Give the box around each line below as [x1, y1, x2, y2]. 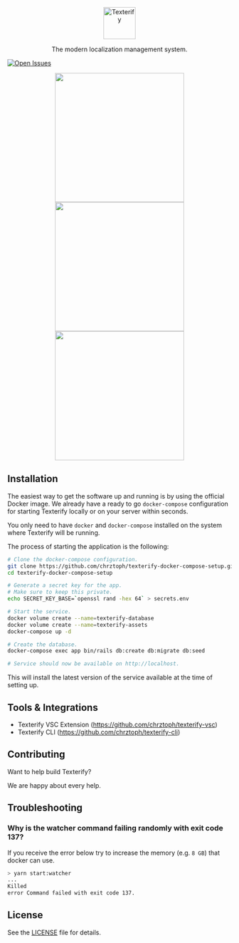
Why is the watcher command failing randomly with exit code [7, 823, 224, 833]
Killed [7, 883, 27, 890]
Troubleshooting [7, 802, 83, 814]
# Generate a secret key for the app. [7, 582, 122, 589]
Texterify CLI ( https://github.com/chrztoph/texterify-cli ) [17, 728, 181, 736]
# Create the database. [7, 641, 78, 648]
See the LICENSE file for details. [7, 928, 102, 937]
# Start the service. [7, 608, 72, 615]
